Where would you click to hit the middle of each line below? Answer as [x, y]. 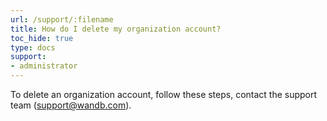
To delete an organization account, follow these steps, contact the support [164, 94]
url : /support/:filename [62, 19]
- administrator [44, 66]
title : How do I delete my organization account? [116, 29]
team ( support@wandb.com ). [71, 105]
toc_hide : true [42, 38]
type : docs [33, 47]
